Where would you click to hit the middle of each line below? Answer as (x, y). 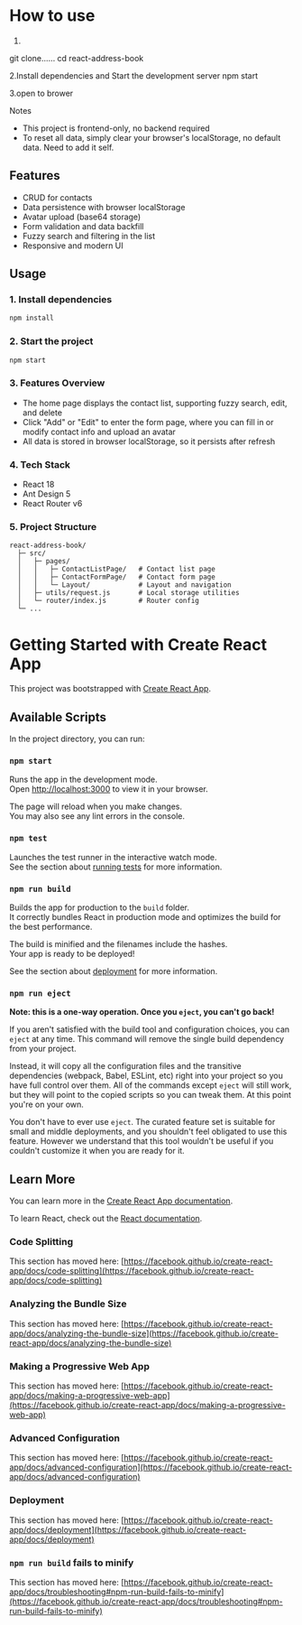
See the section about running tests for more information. (116, 867)
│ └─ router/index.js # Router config (109, 601)
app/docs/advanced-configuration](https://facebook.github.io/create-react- (151, 1467)
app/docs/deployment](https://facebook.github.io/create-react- (128, 1529)
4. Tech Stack (40, 464)
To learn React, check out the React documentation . (106, 1219)
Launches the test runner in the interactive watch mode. (114, 857)
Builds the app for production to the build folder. (100, 907)
